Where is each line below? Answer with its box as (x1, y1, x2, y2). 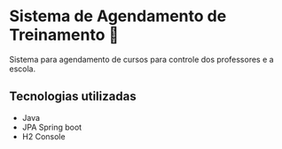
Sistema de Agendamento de (9, 6, 227, 26)
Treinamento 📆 (9, 25, 120, 45)
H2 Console (21, 130, 66, 142)
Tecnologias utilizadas (9, 89, 137, 104)
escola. (9, 63, 36, 74)
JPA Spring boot (21, 122, 82, 132)
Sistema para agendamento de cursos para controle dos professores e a (9, 54, 274, 64)
